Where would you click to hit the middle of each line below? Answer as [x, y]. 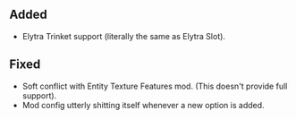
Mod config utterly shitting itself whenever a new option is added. [144, 105]
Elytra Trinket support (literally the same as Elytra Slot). [124, 36]
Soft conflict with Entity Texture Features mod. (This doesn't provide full [155, 86]
